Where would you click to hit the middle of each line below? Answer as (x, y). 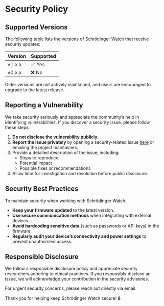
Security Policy (37, 9)
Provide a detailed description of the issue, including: (66, 153)
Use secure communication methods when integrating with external (82, 215)
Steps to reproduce (39, 157)
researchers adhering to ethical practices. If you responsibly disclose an (78, 274)
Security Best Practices (42, 189)
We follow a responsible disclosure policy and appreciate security (71, 269)
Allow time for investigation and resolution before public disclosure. (80, 173)
